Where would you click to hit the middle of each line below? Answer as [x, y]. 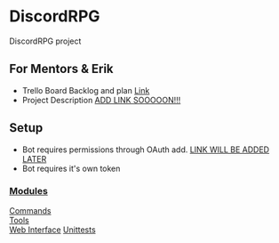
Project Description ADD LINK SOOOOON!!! [101, 100]
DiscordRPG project [45, 41]
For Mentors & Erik [61, 69]
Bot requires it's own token [71, 168]
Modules [29, 191]
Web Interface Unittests [52, 230]
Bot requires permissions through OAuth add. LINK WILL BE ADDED [145, 150]
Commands [30, 210]
